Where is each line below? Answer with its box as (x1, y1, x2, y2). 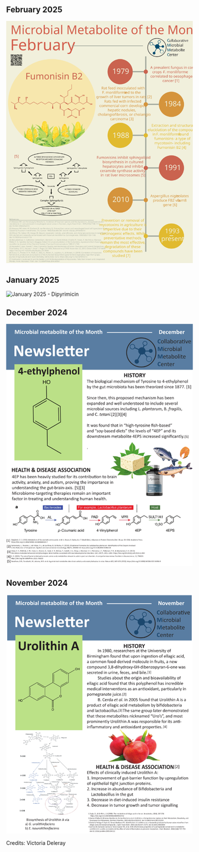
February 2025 (6, 5, 63, 15)
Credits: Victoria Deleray (6, 840, 66, 847)
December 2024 (6, 308, 68, 318)
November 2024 (6, 578, 68, 588)
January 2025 (6, 274, 59, 285)
